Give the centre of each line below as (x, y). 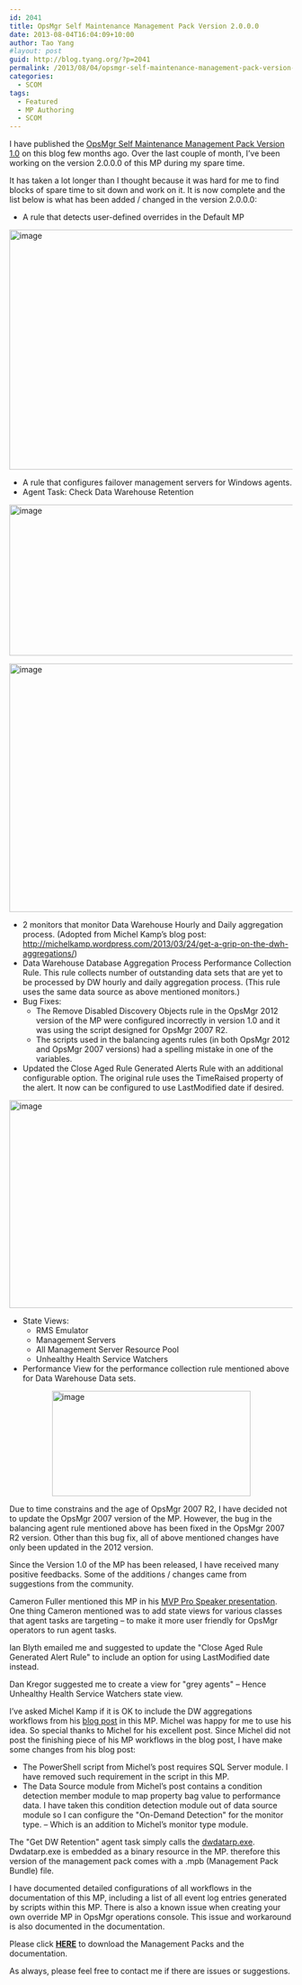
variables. (54, 1059)
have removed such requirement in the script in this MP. (126, 1777)
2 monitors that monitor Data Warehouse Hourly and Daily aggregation (153, 925)
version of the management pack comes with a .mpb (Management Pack (144, 1862)
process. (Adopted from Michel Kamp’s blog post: (114, 935)
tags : (19, 93)
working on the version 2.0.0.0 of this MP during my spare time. (127, 163)
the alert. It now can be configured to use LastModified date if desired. (153, 1088)
